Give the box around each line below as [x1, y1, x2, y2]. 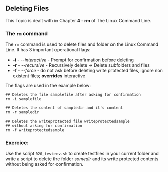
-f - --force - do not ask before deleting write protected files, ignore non [12, 68, 163, 74]
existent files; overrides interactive [12, 73, 86, 79]
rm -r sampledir [5, 110, 39, 115]
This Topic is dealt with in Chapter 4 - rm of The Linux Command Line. [5, 17, 151, 23]
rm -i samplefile [5, 97, 42, 102]
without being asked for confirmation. [5, 161, 84, 167]
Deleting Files [5, 4, 49, 13]
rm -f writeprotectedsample [5, 128, 65, 133]
